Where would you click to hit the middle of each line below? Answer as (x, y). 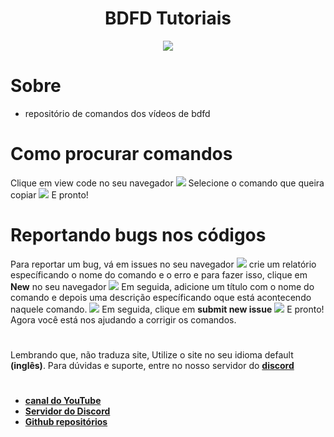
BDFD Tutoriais (168, 18)
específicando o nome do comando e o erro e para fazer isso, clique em (159, 274)
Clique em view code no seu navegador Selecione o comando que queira (167, 183)
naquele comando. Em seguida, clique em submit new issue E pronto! (167, 309)
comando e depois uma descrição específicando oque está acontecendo (161, 297)
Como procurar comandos (121, 154)
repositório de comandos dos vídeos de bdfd (117, 113)
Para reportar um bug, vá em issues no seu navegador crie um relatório (163, 264)
